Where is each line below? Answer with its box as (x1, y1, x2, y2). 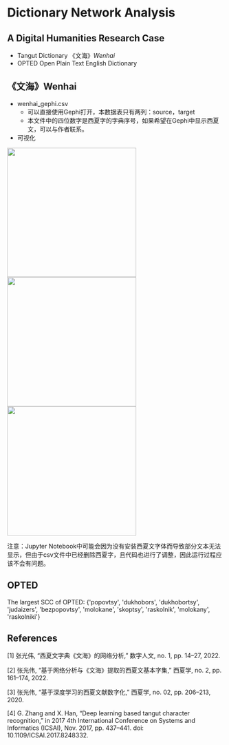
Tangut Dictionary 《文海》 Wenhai (17, 52, 116, 59)
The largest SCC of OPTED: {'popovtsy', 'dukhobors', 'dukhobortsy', (7, 598, 200, 606)
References (7, 633, 58, 644)
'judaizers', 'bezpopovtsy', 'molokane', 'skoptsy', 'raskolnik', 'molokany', (7, 605, 210, 613)
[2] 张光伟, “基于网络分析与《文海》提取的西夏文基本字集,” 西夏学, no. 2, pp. (7, 666, 222, 675)
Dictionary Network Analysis (7, 5, 175, 21)
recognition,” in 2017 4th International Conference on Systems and (7, 717, 196, 725)
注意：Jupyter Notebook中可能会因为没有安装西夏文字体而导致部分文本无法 (7, 542, 221, 550)
